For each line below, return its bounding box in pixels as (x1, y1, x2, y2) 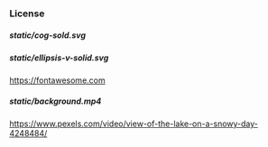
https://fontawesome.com (9, 75, 106, 86)
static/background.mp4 (9, 96, 102, 106)
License (9, 7, 45, 20)
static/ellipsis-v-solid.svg (9, 52, 109, 63)
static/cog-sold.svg (9, 30, 87, 41)
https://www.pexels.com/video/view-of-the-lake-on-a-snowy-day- (9, 118, 259, 129)
